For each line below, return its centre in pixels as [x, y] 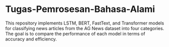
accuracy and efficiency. [31, 39]
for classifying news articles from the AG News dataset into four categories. [85, 28]
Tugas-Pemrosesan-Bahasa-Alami [80, 9]
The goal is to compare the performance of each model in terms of [75, 33]
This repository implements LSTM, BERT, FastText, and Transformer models [85, 23]
